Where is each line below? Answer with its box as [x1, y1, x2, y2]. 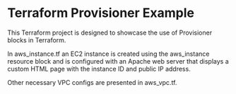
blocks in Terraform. [7, 35, 66, 44]
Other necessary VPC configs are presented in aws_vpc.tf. [7, 78, 177, 86]
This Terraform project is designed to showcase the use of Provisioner [7, 28, 213, 37]
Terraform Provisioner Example [7, 5, 194, 21]
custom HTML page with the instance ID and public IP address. [7, 64, 191, 73]
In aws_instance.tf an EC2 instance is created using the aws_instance [7, 49, 210, 58]
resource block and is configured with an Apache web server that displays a [7, 57, 230, 65]
